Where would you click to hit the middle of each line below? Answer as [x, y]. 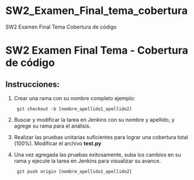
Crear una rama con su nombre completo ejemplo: [75, 98]
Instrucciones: [32, 84]
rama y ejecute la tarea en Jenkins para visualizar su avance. [87, 161]
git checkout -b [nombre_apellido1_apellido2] [74, 109]
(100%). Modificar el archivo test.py [58, 143]
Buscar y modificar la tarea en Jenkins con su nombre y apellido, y [94, 119]
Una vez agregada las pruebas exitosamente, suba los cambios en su [98, 154]
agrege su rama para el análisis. [52, 126]
